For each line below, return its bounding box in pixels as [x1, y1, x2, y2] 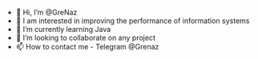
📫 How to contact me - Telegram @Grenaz [15, 42, 159, 51]
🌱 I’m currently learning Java [15, 25, 111, 33]
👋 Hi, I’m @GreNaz [15, 8, 78, 17]
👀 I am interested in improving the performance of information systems [15, 16, 250, 26]
